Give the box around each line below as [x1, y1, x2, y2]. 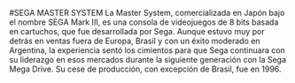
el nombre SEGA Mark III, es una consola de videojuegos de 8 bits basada [9, 17, 279, 27]
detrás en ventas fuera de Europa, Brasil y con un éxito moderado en [9, 35, 260, 46]
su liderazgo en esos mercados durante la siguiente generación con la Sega [9, 55, 286, 64]
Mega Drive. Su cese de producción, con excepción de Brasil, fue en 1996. [9, 64, 282, 74]
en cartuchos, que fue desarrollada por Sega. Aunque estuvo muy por [9, 26, 265, 36]
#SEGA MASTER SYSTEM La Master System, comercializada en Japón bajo [9, 8, 285, 18]
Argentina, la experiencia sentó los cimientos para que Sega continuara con [9, 45, 285, 56]
